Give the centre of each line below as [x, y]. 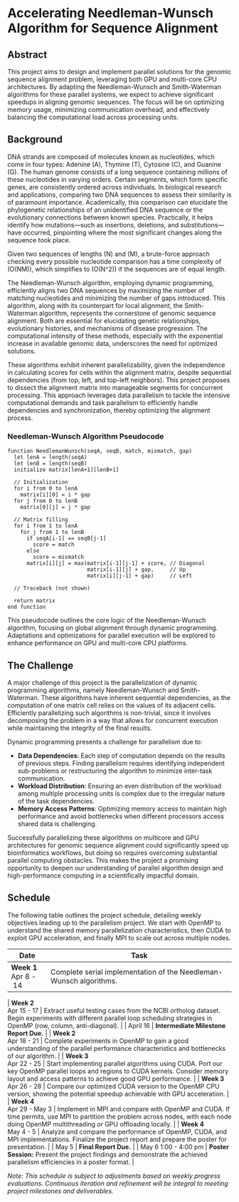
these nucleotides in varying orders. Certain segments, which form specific [118, 179]
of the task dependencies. [56, 801]
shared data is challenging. [57, 823]
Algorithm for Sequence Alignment [113, 28]
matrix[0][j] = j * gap [55, 508]
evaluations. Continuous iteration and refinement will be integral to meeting [118, 1183]
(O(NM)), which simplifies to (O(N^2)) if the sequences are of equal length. [117, 269]
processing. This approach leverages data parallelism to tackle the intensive [119, 395]
